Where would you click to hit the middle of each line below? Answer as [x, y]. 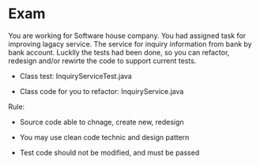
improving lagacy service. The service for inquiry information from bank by [130, 43]
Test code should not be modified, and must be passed [109, 152]
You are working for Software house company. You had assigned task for [127, 36]
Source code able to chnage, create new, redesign [102, 122]
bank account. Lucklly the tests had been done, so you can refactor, [119, 52]
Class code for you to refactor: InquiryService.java [102, 91]
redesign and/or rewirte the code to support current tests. [102, 61]
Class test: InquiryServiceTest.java [75, 76]
